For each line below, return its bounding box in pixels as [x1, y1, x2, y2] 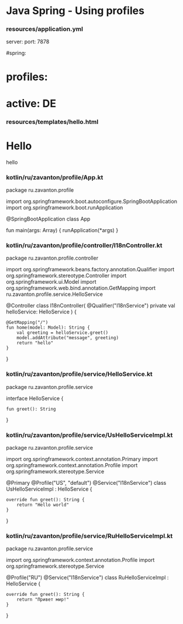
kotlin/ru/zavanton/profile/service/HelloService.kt [6, 370, 153, 378]
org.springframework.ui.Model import [6, 278, 96, 285]
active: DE [6, 96, 57, 110]
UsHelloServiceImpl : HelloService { [6, 485, 92, 492]
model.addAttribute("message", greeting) [16, 335, 119, 341]
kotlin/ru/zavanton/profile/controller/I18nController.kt [6, 241, 163, 249]
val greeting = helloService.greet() [16, 330, 109, 336]
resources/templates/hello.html [6, 118, 99, 126]
